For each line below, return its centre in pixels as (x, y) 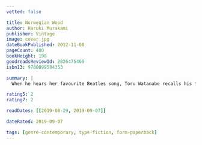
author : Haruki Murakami (37, 28)
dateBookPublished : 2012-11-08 (45, 45)
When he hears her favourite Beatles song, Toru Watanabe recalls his (102, 84)
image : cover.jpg (28, 40)
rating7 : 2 (20, 100)
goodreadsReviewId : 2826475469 (45, 61)
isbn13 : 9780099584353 (35, 67)
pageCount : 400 (25, 51)
